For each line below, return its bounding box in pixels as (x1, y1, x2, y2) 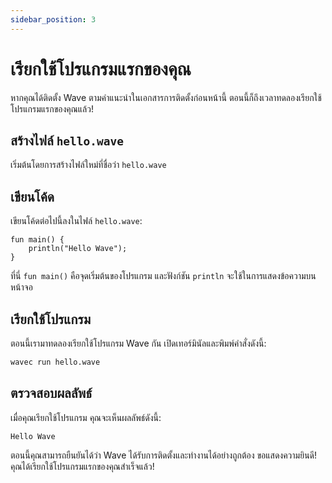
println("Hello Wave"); (28, 244, 128, 254)
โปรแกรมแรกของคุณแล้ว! (10, 102, 94, 115)
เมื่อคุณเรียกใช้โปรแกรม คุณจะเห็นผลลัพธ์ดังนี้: (10, 411, 162, 423)
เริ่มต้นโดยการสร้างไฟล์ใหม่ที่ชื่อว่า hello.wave (10, 159, 167, 171)
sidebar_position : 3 (10, 14, 97, 25)
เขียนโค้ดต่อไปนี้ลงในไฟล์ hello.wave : (10, 215, 143, 227)
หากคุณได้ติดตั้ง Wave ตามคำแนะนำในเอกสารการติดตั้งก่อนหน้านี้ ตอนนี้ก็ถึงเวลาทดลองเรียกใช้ (10, 91, 322, 103)
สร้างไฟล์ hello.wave (10, 132, 125, 149)
